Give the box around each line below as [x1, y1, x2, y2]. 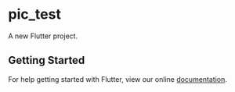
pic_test [8, 5, 61, 23]
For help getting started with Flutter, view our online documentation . [8, 74, 227, 83]
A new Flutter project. [8, 31, 78, 41]
